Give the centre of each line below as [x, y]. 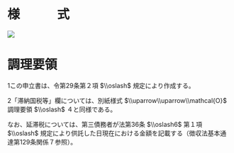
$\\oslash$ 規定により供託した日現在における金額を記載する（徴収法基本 [114, 133]
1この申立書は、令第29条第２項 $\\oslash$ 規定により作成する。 [101, 85]
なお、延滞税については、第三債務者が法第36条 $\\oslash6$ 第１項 [105, 124]
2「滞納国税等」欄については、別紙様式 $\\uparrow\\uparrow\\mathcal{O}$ [117, 100]
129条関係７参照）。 [48, 142]
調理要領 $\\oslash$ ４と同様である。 [62, 109]
